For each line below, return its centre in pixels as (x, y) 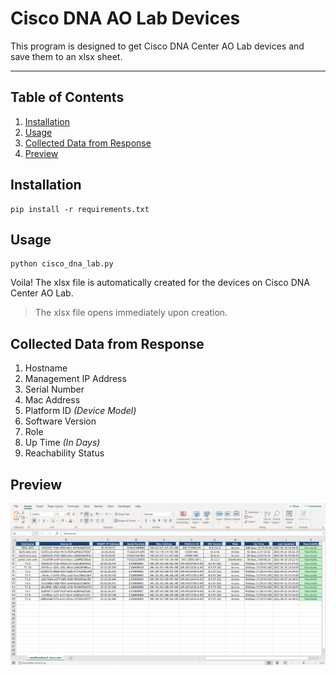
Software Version (60, 421)
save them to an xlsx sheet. (66, 56)
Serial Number (54, 389)
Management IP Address (75, 379)
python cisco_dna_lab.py (62, 264)
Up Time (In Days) (62, 443)
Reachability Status (64, 453)
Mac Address (52, 400)
